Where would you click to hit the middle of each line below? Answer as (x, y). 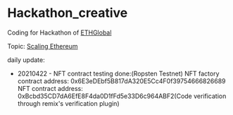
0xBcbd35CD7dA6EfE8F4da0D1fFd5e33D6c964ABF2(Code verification (122, 96)
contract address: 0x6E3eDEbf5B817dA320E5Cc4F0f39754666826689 (121, 81)
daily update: (26, 60)
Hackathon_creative (68, 13)
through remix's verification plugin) (68, 103)
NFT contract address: (50, 88)
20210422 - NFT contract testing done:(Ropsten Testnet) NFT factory (118, 73)
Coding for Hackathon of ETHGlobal (59, 32)
